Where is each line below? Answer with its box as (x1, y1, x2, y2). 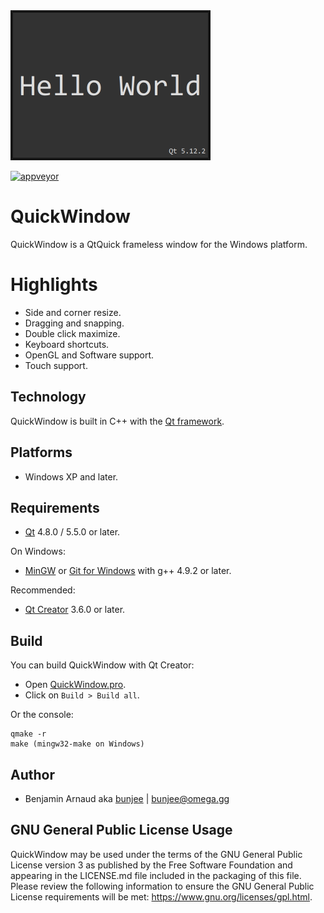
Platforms (10, 444, 73, 461)
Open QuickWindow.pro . (24, 679, 127, 691)
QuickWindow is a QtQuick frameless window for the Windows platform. (10, 238, 308, 250)
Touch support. (24, 359, 88, 371)
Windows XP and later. (24, 470, 119, 483)
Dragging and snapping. (24, 317, 125, 329)
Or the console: (10, 709, 74, 721)
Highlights (10, 274, 98, 296)
